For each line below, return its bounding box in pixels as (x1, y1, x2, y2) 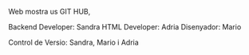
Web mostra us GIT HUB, (8, 7, 91, 16)
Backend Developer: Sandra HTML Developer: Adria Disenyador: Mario (8, 22, 242, 31)
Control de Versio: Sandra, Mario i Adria (8, 37, 140, 47)
